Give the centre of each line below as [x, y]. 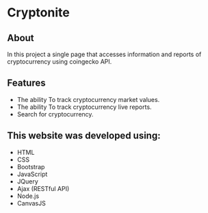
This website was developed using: [84, 136]
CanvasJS [31, 203]
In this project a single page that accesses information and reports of [104, 54]
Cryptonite [38, 13]
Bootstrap [31, 166]
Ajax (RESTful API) [43, 188]
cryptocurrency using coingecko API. [60, 62]
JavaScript [32, 174]
